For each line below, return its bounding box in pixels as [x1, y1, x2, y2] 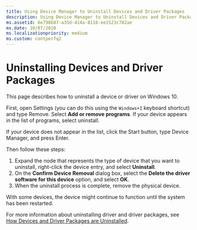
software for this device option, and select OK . [14, 175, 130, 182]
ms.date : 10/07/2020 [6, 25, 57, 31]
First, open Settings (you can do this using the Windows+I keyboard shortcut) [6, 104, 190, 111]
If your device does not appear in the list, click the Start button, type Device [6, 128, 189, 135]
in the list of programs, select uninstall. [6, 117, 100, 124]
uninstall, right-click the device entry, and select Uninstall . [14, 163, 157, 170]
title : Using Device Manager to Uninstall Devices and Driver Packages [6, 8, 185, 15]
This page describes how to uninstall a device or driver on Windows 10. [6, 93, 179, 100]
